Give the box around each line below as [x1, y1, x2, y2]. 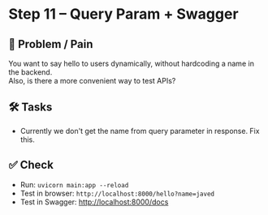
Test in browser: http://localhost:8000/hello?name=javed [19, 188, 215, 198]
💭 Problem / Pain [8, 37, 93, 51]
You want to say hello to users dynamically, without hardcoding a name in [8, 58, 254, 68]
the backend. [8, 67, 53, 77]
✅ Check [8, 158, 54, 172]
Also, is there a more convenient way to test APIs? [8, 76, 176, 85]
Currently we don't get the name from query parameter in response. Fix [19, 126, 260, 135]
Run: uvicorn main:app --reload [19, 179, 129, 189]
